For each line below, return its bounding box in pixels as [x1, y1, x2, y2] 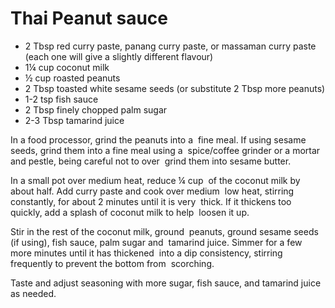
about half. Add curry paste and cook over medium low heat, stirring [10, 185, 295, 197]
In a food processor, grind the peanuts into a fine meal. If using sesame [10, 133, 307, 146]
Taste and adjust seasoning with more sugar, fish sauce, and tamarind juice [10, 277, 322, 289]
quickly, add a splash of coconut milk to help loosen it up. [10, 206, 250, 218]
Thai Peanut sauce [10, 7, 168, 30]
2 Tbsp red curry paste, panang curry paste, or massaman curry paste [24, 40, 317, 52]
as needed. [10, 287, 57, 299]
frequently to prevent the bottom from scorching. [10, 257, 215, 269]
